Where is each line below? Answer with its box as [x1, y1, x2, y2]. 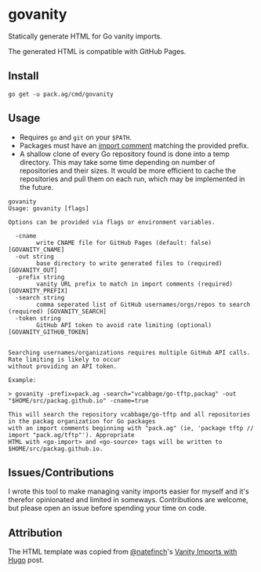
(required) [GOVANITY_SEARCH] [8, 308, 107, 315]
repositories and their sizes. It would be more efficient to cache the [19, 166, 237, 175]
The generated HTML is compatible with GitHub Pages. [8, 46, 187, 56]
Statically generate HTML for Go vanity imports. [8, 31, 163, 41]
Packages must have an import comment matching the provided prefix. [19, 140, 249, 150]
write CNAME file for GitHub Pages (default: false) [36, 239, 212, 246]
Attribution [8, 526, 63, 539]
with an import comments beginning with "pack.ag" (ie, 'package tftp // [8, 424, 255, 432]
